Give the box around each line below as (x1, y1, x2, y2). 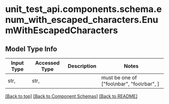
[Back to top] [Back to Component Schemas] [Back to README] (5, 93, 138, 99)
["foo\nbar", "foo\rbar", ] (101, 80, 159, 87)
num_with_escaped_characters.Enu (5, 14, 158, 25)
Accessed (35, 59, 60, 66)
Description (67, 62, 97, 69)
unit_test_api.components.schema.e (5, 3, 162, 15)
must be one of (101, 74, 137, 81)
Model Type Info (5, 44, 57, 53)
